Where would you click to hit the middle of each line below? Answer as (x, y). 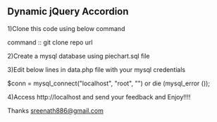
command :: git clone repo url (50, 42)
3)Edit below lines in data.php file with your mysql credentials (97, 69)
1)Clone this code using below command (66, 28)
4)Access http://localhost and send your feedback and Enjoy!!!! (99, 97)
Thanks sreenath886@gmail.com (55, 110)
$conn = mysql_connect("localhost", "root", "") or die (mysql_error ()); (108, 83)
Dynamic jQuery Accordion (68, 12)
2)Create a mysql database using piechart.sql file (79, 56)
